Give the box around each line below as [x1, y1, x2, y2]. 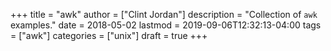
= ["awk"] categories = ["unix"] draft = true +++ [10, 30, 208, 41]
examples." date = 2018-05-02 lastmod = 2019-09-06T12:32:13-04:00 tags [10, 19, 322, 31]
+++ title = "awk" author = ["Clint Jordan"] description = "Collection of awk [10, 9, 318, 20]
